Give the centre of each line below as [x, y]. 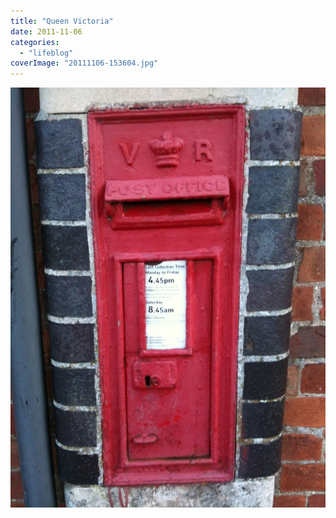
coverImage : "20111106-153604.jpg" [84, 63]
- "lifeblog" [46, 53]
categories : [35, 42]
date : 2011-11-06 [46, 31]
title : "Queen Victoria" [62, 21]
